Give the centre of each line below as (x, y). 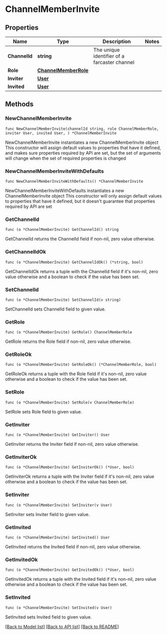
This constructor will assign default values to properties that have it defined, (83, 147)
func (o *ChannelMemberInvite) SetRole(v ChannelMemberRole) (70, 402)
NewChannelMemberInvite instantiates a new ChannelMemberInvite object (82, 142)
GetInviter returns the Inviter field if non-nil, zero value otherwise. (72, 444)
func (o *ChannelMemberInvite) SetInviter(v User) (59, 505)
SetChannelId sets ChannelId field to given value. (55, 309)
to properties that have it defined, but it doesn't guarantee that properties (80, 201)
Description (117, 42)
